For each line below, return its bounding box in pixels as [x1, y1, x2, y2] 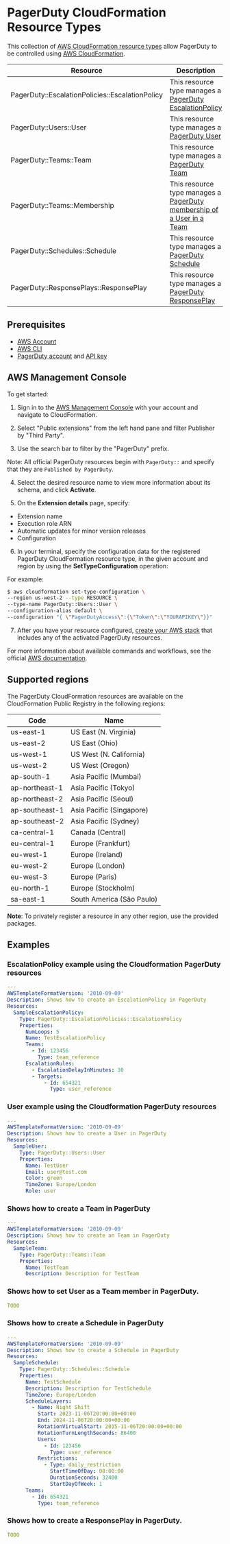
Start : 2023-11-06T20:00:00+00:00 [37, 1410, 136, 1417]
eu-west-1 [10, 849, 48, 859]
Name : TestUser [25, 1162, 69, 1169]
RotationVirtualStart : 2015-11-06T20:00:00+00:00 [37, 1423, 183, 1430]
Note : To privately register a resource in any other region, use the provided [7, 912, 219, 920]
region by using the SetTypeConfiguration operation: [16, 562, 169, 570]
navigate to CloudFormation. [16, 410, 98, 419]
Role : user [25, 1187, 57, 1194]
